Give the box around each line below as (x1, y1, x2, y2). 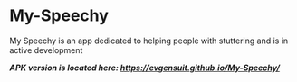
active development (9, 44, 83, 55)
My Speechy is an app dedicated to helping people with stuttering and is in (9, 35, 289, 46)
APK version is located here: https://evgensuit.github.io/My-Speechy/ (9, 62, 281, 73)
